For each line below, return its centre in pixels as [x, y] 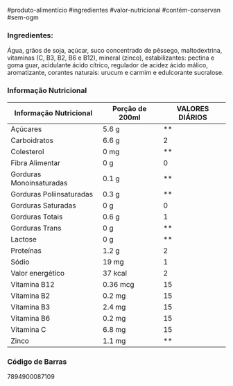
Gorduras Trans [36, 228]
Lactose [24, 239]
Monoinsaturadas [39, 183]
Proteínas [26, 251]
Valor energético [37, 273]
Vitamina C [28, 329]
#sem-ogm [23, 17]
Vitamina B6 [31, 318]
